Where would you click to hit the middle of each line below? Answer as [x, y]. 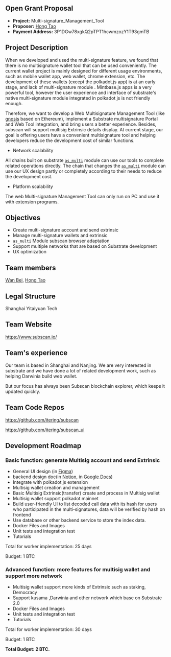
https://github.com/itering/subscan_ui [45, 430]
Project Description [37, 48]
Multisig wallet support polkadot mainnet [55, 499]
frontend [22, 515]
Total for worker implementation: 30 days [48, 629]
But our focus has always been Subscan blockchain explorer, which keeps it [85, 386]
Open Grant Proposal [39, 8]
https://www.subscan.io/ [31, 337]
